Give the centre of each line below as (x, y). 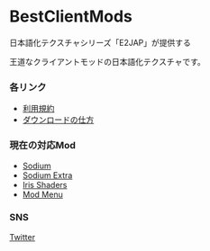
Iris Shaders (45, 184)
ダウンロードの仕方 (58, 120)
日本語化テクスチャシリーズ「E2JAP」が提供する (100, 42)
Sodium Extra (47, 175)
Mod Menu (42, 194)
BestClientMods (71, 17)
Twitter (23, 237)
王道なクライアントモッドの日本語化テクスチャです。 (107, 61)
